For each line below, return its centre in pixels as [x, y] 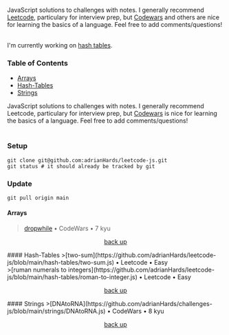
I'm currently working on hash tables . [60, 45]
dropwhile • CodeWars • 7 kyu [67, 229]
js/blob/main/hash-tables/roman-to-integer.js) [72, 277]
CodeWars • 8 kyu [138, 311]
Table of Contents [38, 63]
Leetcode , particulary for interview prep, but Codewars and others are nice [113, 17]
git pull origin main [38, 198]
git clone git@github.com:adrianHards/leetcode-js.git [87, 160]
